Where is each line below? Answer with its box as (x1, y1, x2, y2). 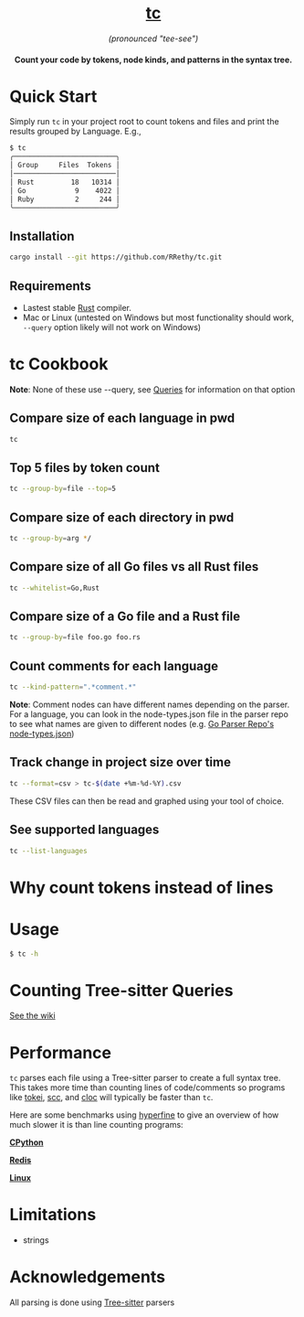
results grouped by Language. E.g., (9, 126, 142, 137)
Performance (9, 1042, 112, 1063)
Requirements (9, 278, 91, 294)
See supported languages (9, 822, 160, 838)
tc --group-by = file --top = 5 (9, 484, 117, 494)
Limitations (9, 1205, 97, 1226)
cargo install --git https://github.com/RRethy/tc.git (9, 252, 223, 262)
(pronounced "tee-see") (108, 33, 199, 44)
